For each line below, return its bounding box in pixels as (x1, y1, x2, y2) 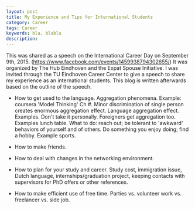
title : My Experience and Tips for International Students (6, 14, 153, 20)
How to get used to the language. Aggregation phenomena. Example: (14, 95, 182, 102)
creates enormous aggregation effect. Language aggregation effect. (14, 107, 180, 114)
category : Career (6, 19, 49, 25)
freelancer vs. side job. (14, 196, 70, 203)
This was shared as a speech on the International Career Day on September (6, 52, 189, 59)
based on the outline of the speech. (6, 83, 92, 90)
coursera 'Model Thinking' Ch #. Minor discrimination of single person (14, 101, 184, 107)
